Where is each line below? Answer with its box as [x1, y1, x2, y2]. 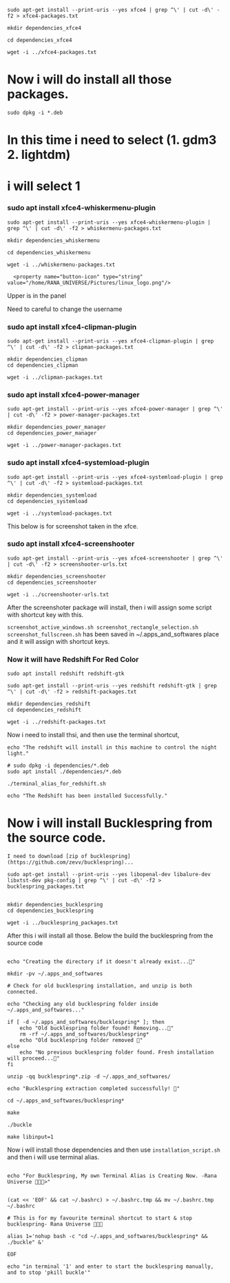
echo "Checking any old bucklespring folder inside [7, 1000, 158, 1008]
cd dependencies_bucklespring [7, 907, 94, 915]
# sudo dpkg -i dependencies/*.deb [7, 762, 109, 770]
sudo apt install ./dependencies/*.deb [7, 768, 122, 775]
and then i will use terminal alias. [7, 1153, 100, 1161]
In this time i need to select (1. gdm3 [7, 132, 217, 148]
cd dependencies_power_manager [7, 430, 97, 437]
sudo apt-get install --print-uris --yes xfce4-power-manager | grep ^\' [7, 406, 224, 412]
